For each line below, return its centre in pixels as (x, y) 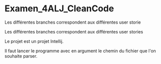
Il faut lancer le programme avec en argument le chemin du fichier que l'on (80, 51)
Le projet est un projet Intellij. (34, 41)
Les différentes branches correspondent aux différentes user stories (74, 32)
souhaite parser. (21, 56)
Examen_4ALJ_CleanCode (59, 9)
